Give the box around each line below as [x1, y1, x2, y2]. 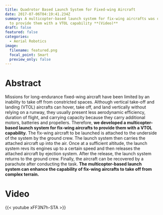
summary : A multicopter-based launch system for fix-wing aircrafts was [5, 16, 155, 21]
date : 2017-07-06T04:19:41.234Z [5, 12, 70, 17]
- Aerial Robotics [9, 39, 47, 44]
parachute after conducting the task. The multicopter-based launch [5, 161, 142, 167]
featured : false [5, 30, 38, 35]
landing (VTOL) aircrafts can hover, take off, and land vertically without [5, 104, 147, 110]
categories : [5, 35, 29, 39]
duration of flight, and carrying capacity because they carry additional [5, 115, 146, 121]
